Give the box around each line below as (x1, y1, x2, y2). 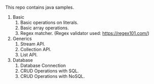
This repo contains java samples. (5, 5, 75, 10)
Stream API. (20, 41, 45, 47)
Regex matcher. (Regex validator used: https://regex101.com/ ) (20, 30, 150, 36)
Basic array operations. (20, 25, 69, 31)
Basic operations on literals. (20, 20, 79, 25)
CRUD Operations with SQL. (20, 68, 79, 74)
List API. (20, 52, 38, 58)
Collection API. (20, 47, 52, 52)
